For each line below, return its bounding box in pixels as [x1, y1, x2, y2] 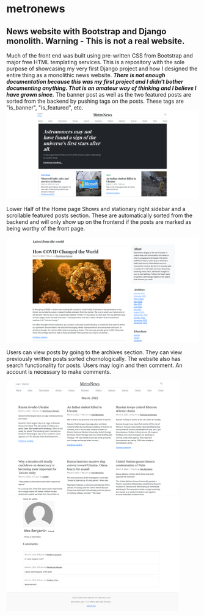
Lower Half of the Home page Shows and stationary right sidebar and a [6, 206, 186, 213]
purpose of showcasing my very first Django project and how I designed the [6, 65, 198, 72]
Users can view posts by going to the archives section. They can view [6, 349, 183, 356]
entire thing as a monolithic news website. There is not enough [6, 72, 166, 78]
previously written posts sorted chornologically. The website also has [6, 355, 181, 363]
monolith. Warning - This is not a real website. [6, 35, 185, 46]
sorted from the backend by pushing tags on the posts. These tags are [6, 97, 184, 105]
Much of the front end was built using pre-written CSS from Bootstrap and [6, 52, 194, 59]
